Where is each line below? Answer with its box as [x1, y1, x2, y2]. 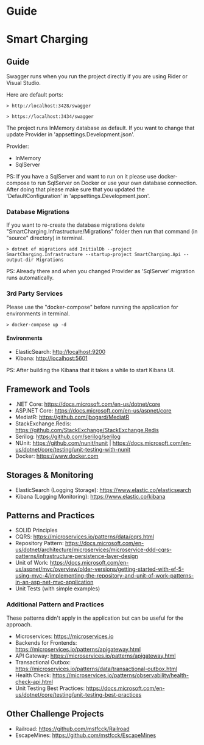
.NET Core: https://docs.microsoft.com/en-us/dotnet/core [15, 400, 161, 408]
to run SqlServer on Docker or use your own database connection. [31, 179, 198, 187]
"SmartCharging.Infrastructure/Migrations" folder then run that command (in [6, 228, 198, 235]
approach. [6, 620, 32, 628]
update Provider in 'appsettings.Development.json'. [6, 131, 135, 138]
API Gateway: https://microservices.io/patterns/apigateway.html [15, 652, 176, 659]
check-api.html [15, 678, 54, 685]
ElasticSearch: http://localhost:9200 [15, 348, 106, 355]
